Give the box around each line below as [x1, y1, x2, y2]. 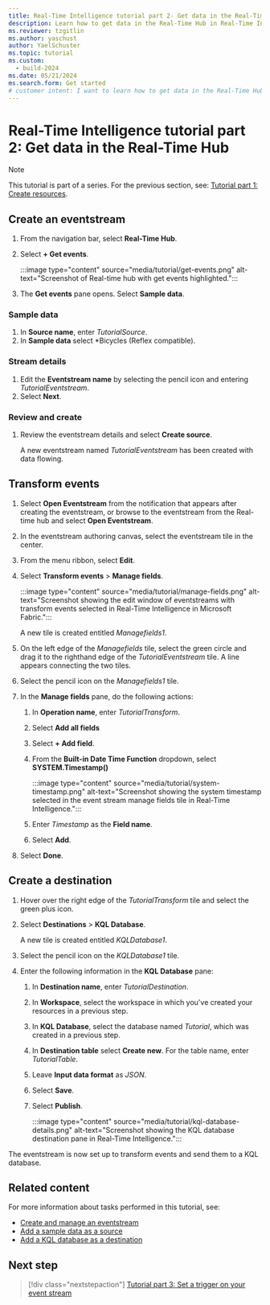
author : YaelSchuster [8, 42, 81, 50]
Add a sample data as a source [19, 1226, 123, 1236]
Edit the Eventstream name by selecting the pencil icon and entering [19, 374, 249, 384]
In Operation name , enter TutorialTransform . [31, 707, 181, 717]
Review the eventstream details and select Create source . [19, 430, 213, 439]
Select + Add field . [31, 738, 95, 748]
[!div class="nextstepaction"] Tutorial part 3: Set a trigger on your [27, 1280, 246, 1290]
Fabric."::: [19, 612, 52, 622]
